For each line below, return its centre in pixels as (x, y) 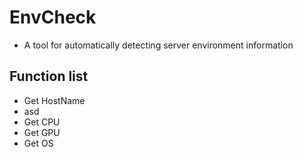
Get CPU (42, 122)
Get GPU (42, 132)
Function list (49, 76)
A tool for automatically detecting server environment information (158, 45)
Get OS (38, 143)
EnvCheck (53, 17)
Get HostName (54, 100)
